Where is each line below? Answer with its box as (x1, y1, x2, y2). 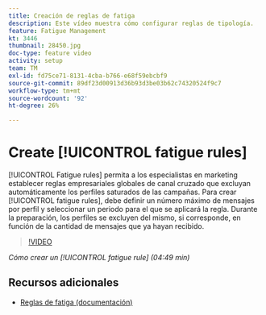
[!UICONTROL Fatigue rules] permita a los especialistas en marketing (8, 170, 238, 180)
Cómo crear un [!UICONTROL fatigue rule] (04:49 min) (8, 253, 190, 263)
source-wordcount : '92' (8, 94, 89, 102)
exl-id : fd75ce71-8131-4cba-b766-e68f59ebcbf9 (8, 72, 168, 80)
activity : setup (8, 57, 63, 65)
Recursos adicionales (8, 276, 119, 290)
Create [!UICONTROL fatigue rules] (8, 143, 247, 162)
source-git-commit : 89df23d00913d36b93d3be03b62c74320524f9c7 (8, 79, 222, 87)
